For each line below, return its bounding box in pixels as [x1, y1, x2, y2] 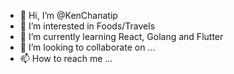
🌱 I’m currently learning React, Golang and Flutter [19, 31, 224, 42]
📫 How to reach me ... [19, 53, 113, 64]
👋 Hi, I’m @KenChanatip [19, 10, 118, 21]
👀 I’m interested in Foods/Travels [19, 20, 156, 32]
